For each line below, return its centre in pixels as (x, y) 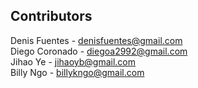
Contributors (51, 16)
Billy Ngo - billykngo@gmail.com (77, 72)
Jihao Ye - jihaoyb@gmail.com (73, 61)
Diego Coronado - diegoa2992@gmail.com (99, 51)
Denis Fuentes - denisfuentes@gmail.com (96, 40)
